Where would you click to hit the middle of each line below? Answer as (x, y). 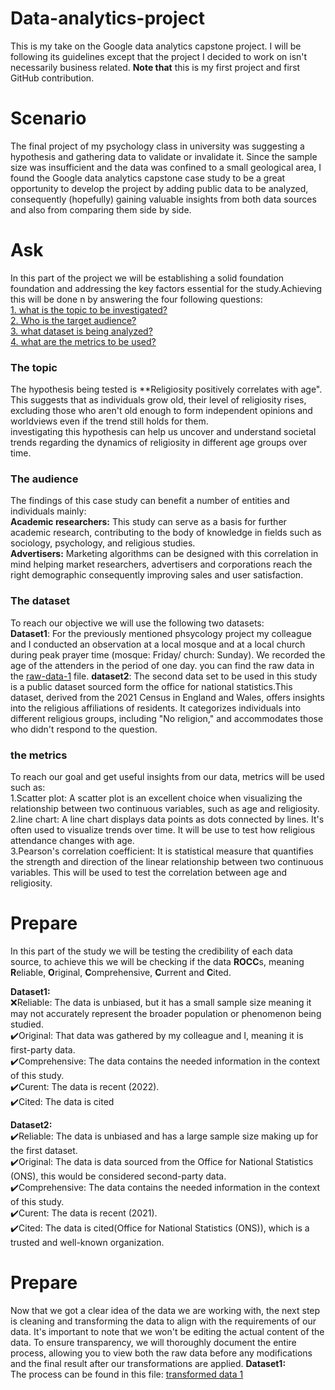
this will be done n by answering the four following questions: (136, 299)
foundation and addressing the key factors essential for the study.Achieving (166, 288)
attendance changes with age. (72, 840)
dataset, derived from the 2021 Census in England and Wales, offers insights (167, 697)
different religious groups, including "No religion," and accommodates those (167, 718)
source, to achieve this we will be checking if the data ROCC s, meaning (157, 961)
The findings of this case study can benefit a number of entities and (150, 501)
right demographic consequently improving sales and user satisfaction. (157, 575)
